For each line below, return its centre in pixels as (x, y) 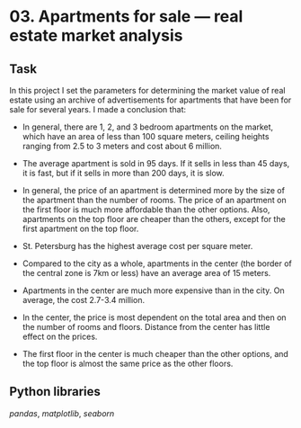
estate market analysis (96, 36)
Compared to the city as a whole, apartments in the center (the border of (157, 263)
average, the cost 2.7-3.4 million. (84, 300)
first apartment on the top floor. (80, 228)
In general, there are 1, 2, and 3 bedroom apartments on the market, (148, 127)
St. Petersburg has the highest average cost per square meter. (137, 246)
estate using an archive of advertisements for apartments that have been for (150, 100)
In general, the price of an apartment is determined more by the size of (154, 190)
